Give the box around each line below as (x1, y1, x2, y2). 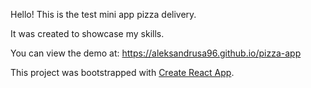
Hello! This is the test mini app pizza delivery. (10, 9, 197, 20)
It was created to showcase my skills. (10, 28, 165, 39)
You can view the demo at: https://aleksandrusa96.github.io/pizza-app (10, 47, 302, 59)
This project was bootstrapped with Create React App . (10, 67, 235, 78)
